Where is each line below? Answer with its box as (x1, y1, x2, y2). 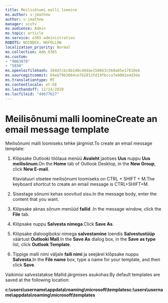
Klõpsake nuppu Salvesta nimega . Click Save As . (12, 221, 114, 227)
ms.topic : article (5, 31, 44, 36)
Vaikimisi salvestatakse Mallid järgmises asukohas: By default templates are (5, 272, 160, 278)
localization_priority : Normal (5, 45, 71, 50)
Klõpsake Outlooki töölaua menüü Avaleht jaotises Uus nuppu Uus (12, 155, 150, 161)
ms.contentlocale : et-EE (5, 82, 57, 87)
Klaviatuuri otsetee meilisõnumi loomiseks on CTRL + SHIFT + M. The (12, 176, 155, 182)
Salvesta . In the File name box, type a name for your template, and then (12, 257, 160, 263)
